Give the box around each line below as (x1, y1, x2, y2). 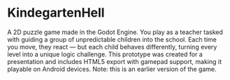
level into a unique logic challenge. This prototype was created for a (7, 50, 203, 58)
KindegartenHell (7, 5, 105, 21)
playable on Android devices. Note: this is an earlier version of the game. (7, 65, 217, 73)
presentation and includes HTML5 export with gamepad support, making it (7, 57, 222, 65)
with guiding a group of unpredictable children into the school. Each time (7, 35, 217, 43)
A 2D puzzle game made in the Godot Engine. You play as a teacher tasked (7, 28, 224, 36)
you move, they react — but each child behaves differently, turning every (7, 42, 217, 51)
